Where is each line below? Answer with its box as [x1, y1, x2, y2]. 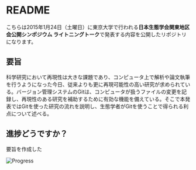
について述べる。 [11, 110, 53, 117]
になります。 [6, 38, 37, 45]
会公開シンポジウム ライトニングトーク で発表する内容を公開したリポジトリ [6, 30, 187, 38]
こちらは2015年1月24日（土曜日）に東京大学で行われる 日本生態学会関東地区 [6, 23, 190, 30]
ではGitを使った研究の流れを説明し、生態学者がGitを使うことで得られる [11, 103, 184, 110]
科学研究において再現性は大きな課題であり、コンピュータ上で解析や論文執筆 [6, 74, 190, 81]
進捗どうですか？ [6, 129, 68, 139]
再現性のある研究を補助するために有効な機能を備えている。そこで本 [21, 95, 185, 102]
